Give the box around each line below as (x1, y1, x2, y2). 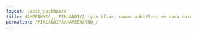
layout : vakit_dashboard (6, 8, 67, 14)
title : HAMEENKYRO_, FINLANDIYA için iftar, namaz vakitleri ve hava (6, 14, 180, 20)
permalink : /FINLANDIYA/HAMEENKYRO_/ (6, 19, 98, 25)
